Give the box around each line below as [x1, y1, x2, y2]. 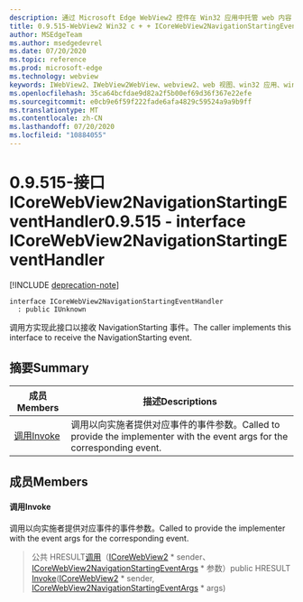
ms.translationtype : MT [9, 106, 99, 115]
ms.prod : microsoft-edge [9, 64, 103, 73]
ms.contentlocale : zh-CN [9, 114, 103, 123]
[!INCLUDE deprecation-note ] [9, 279, 120, 290]
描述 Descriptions [142, 394, 218, 407]
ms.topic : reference [9, 55, 87, 64]
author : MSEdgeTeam [9, 30, 83, 39]
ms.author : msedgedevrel [9, 38, 103, 48]
